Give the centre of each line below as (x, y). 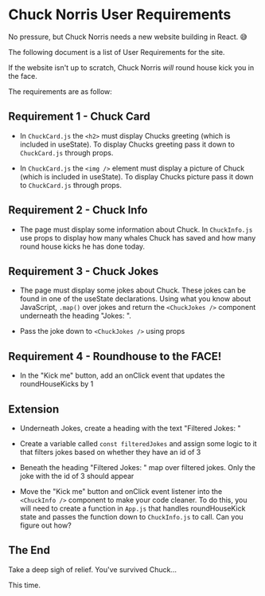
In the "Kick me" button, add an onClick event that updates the (122, 375)
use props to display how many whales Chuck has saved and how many (138, 237)
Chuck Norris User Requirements (120, 15)
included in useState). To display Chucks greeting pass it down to (127, 144)
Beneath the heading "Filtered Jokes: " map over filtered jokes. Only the (138, 467)
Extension (34, 409)
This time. (25, 585)
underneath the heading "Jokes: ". (75, 316)
